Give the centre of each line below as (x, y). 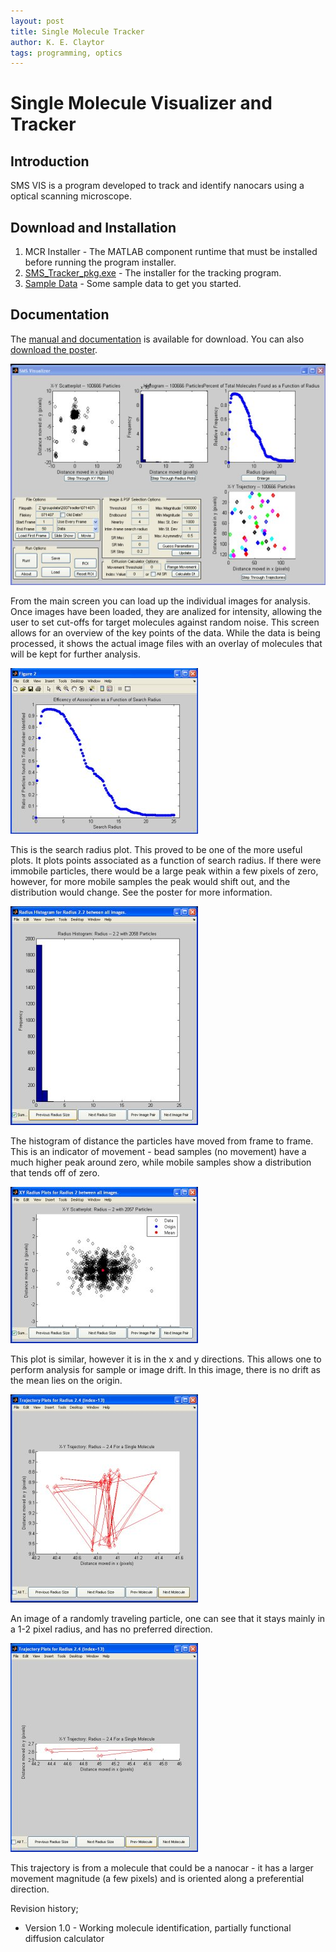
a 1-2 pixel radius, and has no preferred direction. (111, 1629)
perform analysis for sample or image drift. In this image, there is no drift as (165, 1369)
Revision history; (44, 1908)
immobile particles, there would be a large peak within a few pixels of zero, (164, 871)
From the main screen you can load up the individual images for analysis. (160, 601)
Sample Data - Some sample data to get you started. (133, 284)
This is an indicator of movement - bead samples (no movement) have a (158, 1151)
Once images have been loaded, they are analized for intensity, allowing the (166, 611)
